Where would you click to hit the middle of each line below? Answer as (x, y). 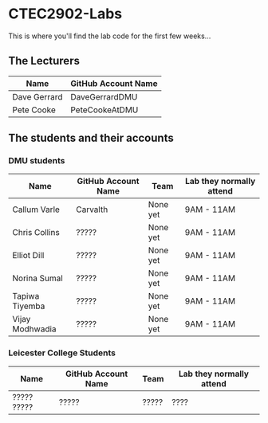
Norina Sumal (38, 278)
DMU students (37, 161)
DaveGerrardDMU (104, 96)
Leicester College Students (62, 353)
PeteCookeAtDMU (104, 110)
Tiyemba (29, 306)
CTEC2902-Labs (65, 14)
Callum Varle (36, 210)
